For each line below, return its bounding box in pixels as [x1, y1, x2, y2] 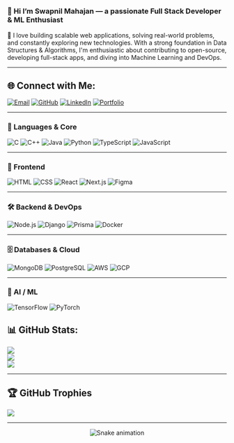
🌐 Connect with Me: [7, 79, 96, 91]
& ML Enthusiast [7, 15, 63, 25]
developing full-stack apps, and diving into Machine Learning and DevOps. [7, 53, 222, 61]
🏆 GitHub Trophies [7, 387, 93, 399]
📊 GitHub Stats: [7, 324, 79, 336]
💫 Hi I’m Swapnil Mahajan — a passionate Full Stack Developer [7, 6, 221, 16]
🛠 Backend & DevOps [7, 202, 82, 212]
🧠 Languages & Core [7, 122, 77, 132]
